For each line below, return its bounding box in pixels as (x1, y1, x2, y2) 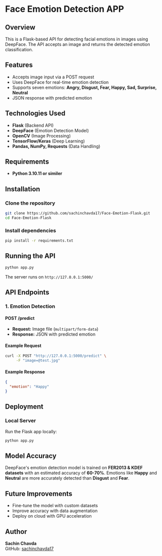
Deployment (5, 403, 44, 411)
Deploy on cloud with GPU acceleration (12, 513, 92, 519)
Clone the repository (5, 200, 55, 207)
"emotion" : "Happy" (9, 384, 50, 389)
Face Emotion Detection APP (5, 3, 124, 15)
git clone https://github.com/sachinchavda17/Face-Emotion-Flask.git (5, 211, 151, 216)
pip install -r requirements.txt (5, 238, 74, 243)
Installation (5, 185, 40, 193)
